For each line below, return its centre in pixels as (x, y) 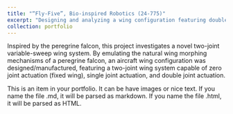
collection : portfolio (40, 26)
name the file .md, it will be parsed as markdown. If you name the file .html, (114, 96)
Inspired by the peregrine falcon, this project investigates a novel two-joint (113, 46)
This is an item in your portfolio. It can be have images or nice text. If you (111, 89)
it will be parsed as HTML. (44, 104)
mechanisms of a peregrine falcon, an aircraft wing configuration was (106, 61)
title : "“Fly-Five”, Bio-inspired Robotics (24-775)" (87, 13)
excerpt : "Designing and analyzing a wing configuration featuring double (118, 20)
